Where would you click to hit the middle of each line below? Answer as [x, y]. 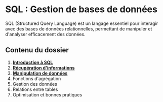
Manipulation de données [40, 73]
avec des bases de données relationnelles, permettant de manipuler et [79, 28]
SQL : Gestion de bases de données [81, 9]
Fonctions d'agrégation [37, 78]
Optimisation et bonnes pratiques [47, 94]
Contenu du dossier [37, 50]
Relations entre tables [35, 89]
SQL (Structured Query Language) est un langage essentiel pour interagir [82, 23]
